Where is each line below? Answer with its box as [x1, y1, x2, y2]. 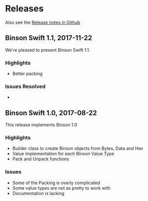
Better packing [12, 70, 43, 77]
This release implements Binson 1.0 [5, 122, 77, 128]
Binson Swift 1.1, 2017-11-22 [5, 34, 92, 42]
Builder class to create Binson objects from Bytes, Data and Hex [12, 145, 144, 151]
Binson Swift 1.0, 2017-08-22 [5, 109, 97, 117]
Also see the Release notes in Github [5, 19, 80, 25]
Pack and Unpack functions [12, 156, 70, 162]
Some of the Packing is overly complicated [12, 180, 100, 186]
